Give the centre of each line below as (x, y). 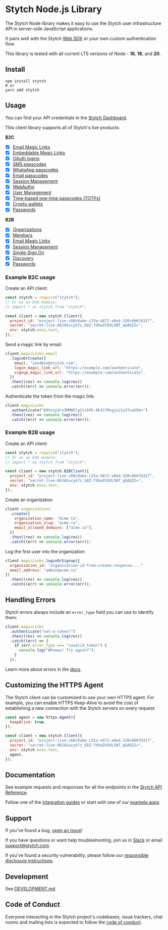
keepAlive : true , (28, 722)
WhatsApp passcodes (36, 170)
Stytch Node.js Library (54, 9)
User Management (32, 192)
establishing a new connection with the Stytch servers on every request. (80, 708)
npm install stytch (26, 81)
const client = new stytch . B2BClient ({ (47, 471)
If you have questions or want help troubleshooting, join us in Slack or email (84, 840)
